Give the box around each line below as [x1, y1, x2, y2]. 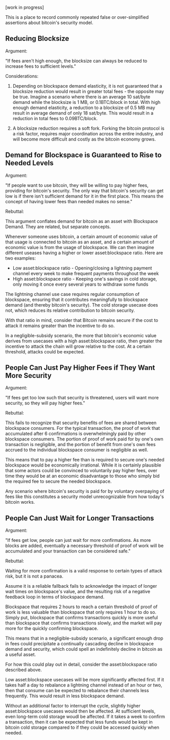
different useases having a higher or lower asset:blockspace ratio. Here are [5, 250, 163, 256]
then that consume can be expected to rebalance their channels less [5, 688, 149, 694]
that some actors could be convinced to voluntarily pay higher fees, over [5, 468, 158, 474]
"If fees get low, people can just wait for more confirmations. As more [5, 537, 151, 543]
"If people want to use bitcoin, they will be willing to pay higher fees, [5, 182, 149, 188]
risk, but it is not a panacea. [5, 573, 64, 580]
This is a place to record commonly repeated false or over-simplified [5, 14, 149, 20]
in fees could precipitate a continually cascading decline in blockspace [5, 641, 154, 647]
